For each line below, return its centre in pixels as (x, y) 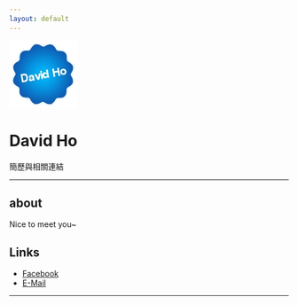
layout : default (39, 19)
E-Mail (34, 283)
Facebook (40, 274)
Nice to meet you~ (43, 224)
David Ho (43, 141)
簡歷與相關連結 (36, 166)
